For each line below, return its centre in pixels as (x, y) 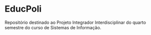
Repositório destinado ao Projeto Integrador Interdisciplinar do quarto (75, 22)
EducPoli (23, 9)
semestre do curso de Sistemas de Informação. (53, 27)
